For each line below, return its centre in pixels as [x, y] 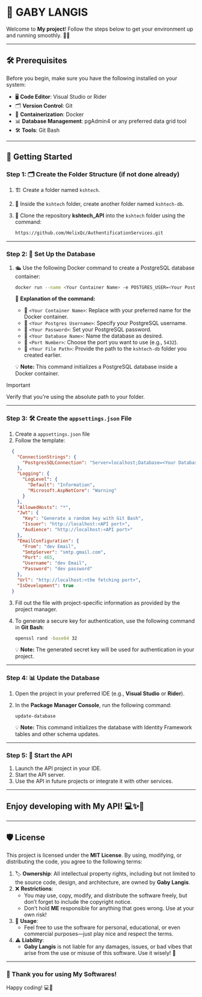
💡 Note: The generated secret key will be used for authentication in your [104, 650]
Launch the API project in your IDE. [58, 768]
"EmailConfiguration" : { [48, 541]
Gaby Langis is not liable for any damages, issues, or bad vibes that [108, 946]
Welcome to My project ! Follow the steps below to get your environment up [100, 29]
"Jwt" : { [28, 513]
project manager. [36, 609]
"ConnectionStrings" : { [47, 457]
